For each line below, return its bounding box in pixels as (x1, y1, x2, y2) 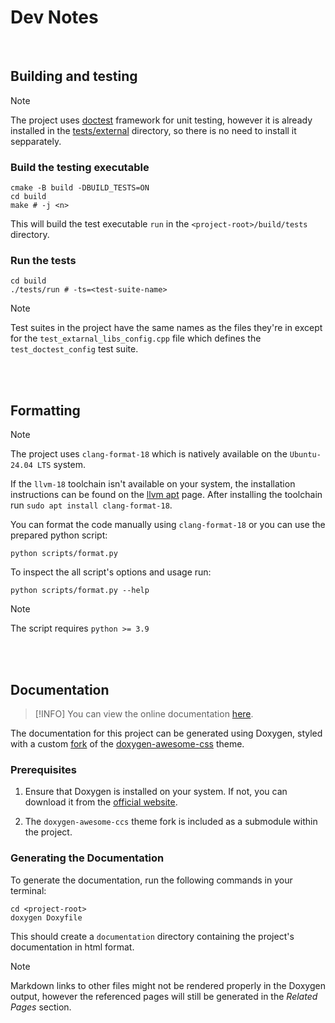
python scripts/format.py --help (10, 586, 150, 596)
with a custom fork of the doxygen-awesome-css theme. (10, 737, 245, 750)
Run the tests (10, 253, 77, 267)
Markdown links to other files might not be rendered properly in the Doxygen (10, 979, 326, 991)
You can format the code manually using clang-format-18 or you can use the (10, 519, 326, 531)
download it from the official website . (24, 796, 178, 808)
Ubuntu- (289, 450, 322, 460)
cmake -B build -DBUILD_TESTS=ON (10, 183, 150, 193)
